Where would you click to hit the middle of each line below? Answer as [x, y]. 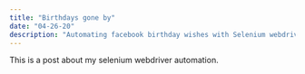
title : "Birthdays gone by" [63, 18]
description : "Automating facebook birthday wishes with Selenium [138, 34]
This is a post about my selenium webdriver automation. [114, 60]
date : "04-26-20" [42, 26]
